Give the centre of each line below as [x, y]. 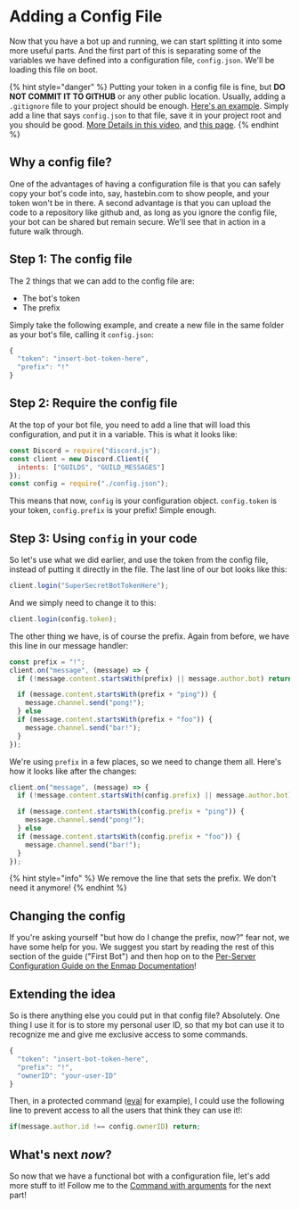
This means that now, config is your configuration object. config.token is [143, 501]
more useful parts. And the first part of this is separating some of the [135, 50]
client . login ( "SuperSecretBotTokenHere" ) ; [89, 586]
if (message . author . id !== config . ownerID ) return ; [105, 1127]
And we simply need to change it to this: [83, 602]
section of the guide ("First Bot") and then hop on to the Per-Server [133, 956]
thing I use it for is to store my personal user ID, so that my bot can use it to [147, 1025]
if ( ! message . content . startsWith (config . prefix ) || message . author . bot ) [155, 796]
